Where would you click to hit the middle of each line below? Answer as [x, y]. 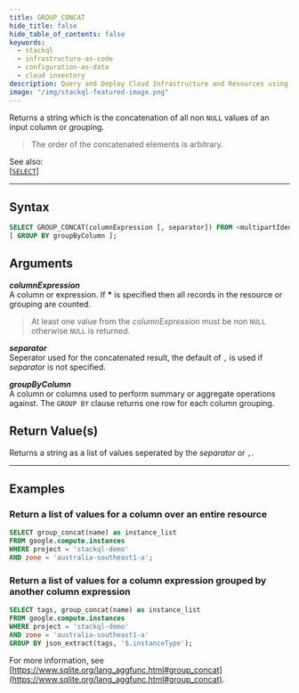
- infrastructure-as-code [65, 59]
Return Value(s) [54, 432]
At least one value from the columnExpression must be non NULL [148, 321]
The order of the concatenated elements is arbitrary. [127, 144]
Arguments [41, 264]
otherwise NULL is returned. [81, 330]
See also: [26, 161]
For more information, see [57, 660]
